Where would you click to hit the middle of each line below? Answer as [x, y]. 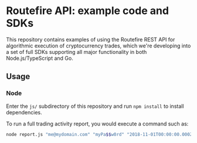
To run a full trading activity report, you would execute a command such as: [97, 124]
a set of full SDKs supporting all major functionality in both [77, 52]
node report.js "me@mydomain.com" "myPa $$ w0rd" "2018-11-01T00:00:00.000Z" [101, 134]
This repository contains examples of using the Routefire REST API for [91, 39]
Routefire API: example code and [87, 11]
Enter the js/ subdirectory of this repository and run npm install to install [95, 106]
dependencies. [24, 112]
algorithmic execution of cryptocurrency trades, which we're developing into [98, 46]
